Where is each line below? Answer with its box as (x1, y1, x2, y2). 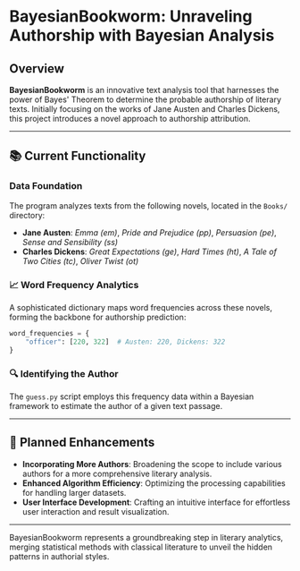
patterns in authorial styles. (9, 550, 110, 561)
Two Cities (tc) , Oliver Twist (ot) (21, 255, 139, 266)
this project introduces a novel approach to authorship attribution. (9, 114, 251, 124)
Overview (9, 61, 65, 76)
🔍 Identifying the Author (9, 367, 119, 379)
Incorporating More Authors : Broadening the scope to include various (21, 458, 283, 469)
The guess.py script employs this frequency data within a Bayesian (9, 391, 254, 402)
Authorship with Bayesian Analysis (9, 25, 275, 46)
